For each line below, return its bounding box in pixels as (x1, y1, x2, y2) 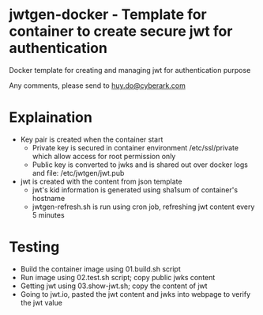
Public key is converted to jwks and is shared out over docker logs (32, 160, 248, 169)
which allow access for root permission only (32, 151, 176, 161)
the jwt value (20, 298, 62, 307)
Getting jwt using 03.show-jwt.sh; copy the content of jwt (20, 281, 208, 290)
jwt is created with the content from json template (20, 176, 182, 186)
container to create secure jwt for (9, 22, 233, 40)
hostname (32, 193, 66, 203)
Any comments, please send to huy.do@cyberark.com (9, 81, 186, 90)
